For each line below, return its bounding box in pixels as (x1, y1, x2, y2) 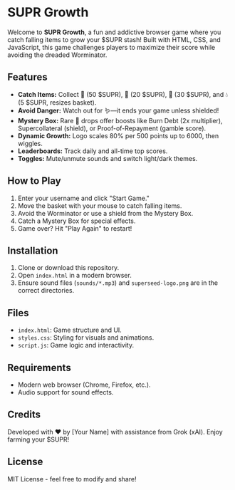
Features (7, 71, 48, 83)
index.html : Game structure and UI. (17, 325, 122, 335)
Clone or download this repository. (17, 264, 120, 272)
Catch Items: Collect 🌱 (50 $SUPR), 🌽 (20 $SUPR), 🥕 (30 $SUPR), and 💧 (17, 90, 229, 98)
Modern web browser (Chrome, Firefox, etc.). (17, 380, 151, 389)
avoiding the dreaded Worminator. (7, 51, 108, 59)
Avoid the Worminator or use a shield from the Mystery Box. (17, 209, 194, 217)
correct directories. (17, 286, 75, 295)
